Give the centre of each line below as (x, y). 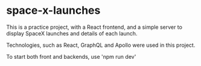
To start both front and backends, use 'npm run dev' (71, 56)
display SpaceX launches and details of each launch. (72, 33)
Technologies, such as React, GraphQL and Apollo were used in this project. (101, 45)
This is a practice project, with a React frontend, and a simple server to (94, 27)
